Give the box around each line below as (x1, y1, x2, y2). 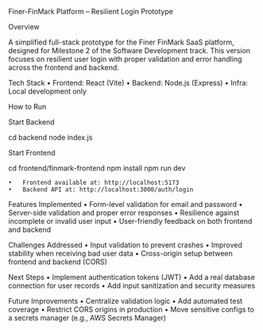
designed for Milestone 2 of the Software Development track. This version (8, 46, 251, 55)
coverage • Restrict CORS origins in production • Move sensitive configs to (8, 305, 254, 314)
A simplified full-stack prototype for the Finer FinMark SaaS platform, (8, 37, 234, 47)
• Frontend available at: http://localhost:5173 (8, 178, 180, 186)
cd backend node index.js (8, 132, 93, 142)
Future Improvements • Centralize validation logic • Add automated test (8, 297, 243, 305)
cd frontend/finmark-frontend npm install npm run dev (8, 163, 186, 173)
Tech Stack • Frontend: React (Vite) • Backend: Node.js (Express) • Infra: (8, 79, 249, 87)
